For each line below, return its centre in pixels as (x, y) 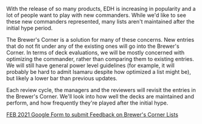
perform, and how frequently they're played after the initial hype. (87, 103)
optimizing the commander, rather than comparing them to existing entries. (100, 59)
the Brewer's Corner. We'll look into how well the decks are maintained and (100, 96)
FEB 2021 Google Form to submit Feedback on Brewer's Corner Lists (92, 115)
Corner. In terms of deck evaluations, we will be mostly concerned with (95, 53)
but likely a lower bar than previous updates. (62, 78)
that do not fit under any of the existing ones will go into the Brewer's (93, 46)
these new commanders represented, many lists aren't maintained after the (100, 21)
